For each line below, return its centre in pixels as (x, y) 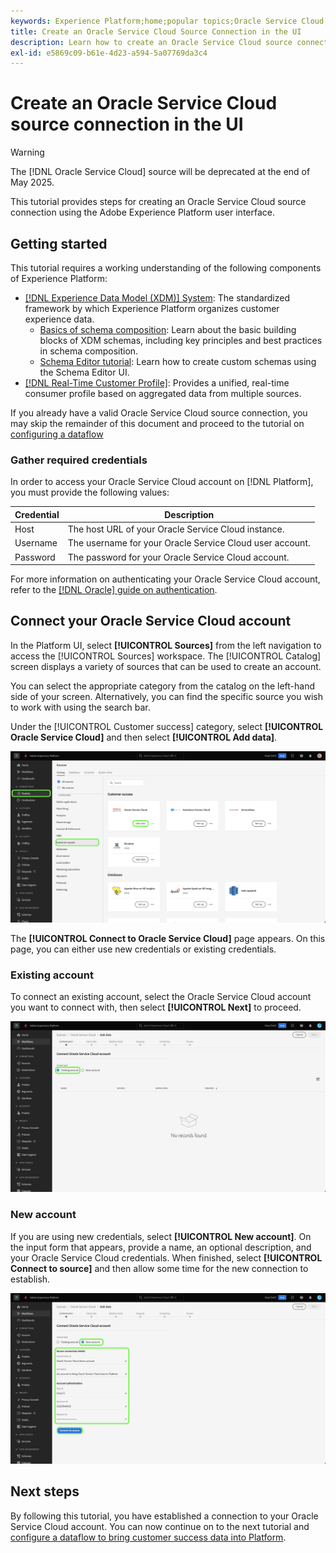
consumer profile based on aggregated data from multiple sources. (163, 393)
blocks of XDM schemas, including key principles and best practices (181, 340)
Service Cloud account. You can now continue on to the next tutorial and (160, 1526)
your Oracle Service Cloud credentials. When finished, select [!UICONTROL (166, 1257)
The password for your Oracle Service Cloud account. (178, 557)
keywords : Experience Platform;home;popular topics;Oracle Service (154, 21)
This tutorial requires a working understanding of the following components (166, 268)
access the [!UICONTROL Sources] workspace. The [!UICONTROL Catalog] (166, 656)
